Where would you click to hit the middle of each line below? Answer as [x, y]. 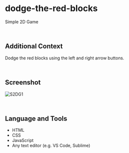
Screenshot [23, 83]
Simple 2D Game [22, 22]
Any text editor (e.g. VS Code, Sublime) [51, 146]
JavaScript [23, 140]
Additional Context [34, 46]
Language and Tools [36, 118]
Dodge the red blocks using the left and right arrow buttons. [65, 58]
